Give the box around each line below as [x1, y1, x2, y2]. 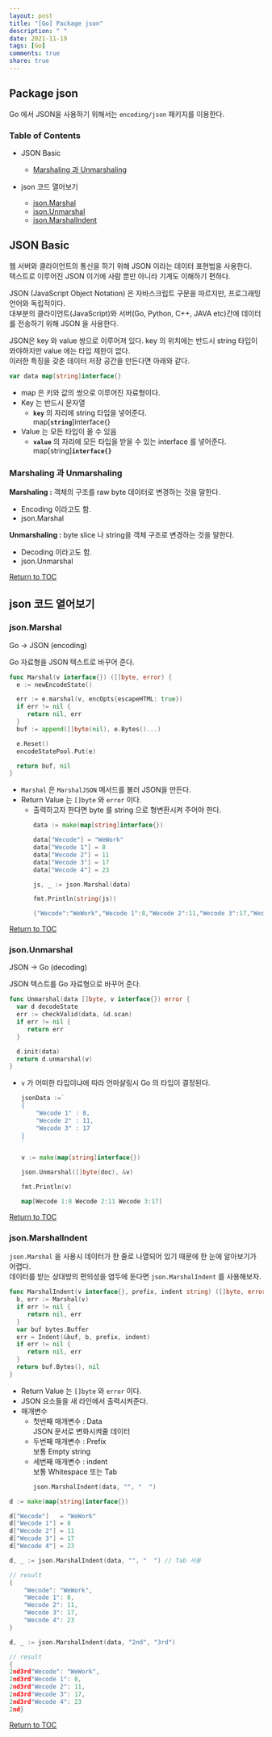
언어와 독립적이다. [9, 298, 66, 308]
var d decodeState [16, 1002, 79, 1011]
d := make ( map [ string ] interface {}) [9, 1497, 129, 1505]
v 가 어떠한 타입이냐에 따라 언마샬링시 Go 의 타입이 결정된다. [20, 1078, 211, 1088]
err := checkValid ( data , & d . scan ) [16, 1011, 132, 1019]
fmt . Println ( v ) [20, 1183, 73, 1191]
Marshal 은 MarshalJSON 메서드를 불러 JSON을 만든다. [20, 785, 192, 795]
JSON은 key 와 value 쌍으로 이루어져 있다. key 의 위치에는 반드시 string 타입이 [9, 336, 258, 345]
